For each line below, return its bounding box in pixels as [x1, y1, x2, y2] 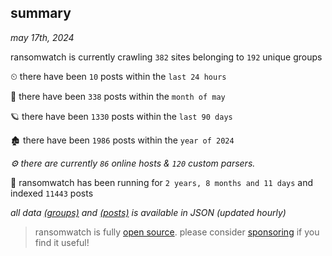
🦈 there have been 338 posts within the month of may [10, 90, 226, 102]
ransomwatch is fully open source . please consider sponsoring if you [34, 226, 320, 238]
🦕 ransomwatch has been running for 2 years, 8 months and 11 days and [10, 176, 314, 188]
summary [10, 5, 72, 22]
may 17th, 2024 [10, 31, 75, 43]
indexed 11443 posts [10, 187, 94, 199]
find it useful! [34, 236, 90, 248]
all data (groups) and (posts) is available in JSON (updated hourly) [10, 206, 287, 218]
